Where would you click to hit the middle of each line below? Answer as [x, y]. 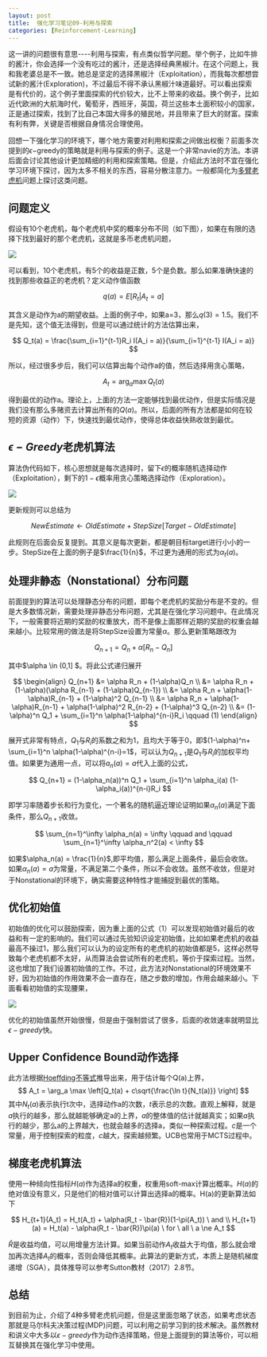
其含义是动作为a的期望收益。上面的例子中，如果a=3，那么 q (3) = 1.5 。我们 [130, 315]
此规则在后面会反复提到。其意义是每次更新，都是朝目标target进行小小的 [126, 542]
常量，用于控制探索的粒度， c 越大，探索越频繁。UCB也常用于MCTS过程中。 [132, 1136]
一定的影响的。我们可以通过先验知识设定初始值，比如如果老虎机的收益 [144, 938]
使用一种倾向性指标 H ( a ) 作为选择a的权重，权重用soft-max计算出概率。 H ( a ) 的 [133, 1184]
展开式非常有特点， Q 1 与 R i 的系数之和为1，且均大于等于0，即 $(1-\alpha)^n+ [130, 741]
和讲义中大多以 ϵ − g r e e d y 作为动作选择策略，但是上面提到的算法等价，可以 [130, 1335]
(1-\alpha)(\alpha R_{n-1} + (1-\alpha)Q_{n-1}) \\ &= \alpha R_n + [118, 690]
